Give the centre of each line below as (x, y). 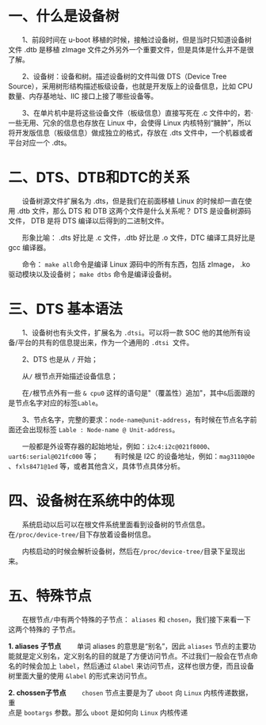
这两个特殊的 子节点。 (44, 629)
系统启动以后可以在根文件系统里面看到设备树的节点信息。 (116, 524)
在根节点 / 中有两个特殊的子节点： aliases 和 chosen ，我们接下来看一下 (137, 619)
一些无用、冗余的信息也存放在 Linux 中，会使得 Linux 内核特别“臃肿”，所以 (130, 123)
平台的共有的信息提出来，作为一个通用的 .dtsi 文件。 (106, 342)
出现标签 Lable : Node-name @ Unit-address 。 (104, 429)
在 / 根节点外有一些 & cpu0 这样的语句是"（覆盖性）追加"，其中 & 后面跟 (135, 393)
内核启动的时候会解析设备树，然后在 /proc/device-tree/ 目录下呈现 (131, 551)
